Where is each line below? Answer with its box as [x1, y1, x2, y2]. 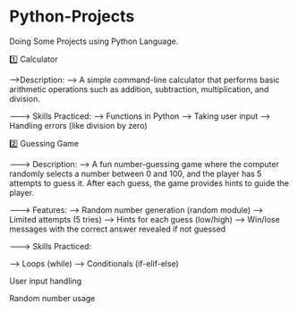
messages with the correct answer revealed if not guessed [9, 223, 226, 234]
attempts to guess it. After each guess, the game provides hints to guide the [9, 177, 289, 189]
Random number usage [9, 292, 96, 303]
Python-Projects [9, 6, 135, 27]
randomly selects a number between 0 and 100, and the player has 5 [9, 168, 262, 179]
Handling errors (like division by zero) [9, 120, 148, 131]
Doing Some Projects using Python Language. [9, 36, 179, 46]
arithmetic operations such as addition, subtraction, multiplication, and [9, 83, 269, 95]
